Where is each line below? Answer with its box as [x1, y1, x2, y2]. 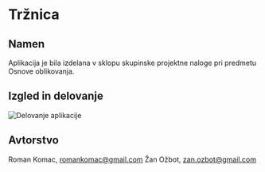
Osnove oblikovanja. [8, 67, 75, 76]
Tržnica [8, 6, 60, 24]
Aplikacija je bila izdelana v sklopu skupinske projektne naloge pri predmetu [8, 58, 257, 67]
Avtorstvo [8, 133, 60, 147]
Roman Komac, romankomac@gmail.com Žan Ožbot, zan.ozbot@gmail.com [8, 155, 257, 164]
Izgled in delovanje [8, 90, 103, 103]
